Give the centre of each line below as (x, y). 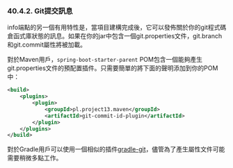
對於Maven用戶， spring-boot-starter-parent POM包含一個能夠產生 (105, 60)
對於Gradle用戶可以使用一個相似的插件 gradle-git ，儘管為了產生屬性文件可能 (116, 149)
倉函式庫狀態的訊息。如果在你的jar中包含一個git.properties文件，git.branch (115, 36)
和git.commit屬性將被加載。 (47, 45)
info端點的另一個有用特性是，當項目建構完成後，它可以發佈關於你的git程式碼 (117, 27)
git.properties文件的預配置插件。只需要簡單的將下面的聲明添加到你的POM (113, 68)
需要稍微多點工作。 (35, 158)
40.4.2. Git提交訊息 (40, 10)
